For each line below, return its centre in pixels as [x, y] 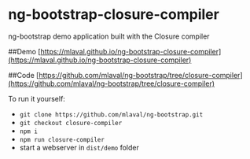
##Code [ [24, 75]
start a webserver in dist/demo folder [79, 147]
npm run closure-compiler [62, 139]
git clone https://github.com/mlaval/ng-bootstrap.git [111, 115]
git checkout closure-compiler [71, 123]
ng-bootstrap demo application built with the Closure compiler [109, 36]
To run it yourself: [37, 98]
